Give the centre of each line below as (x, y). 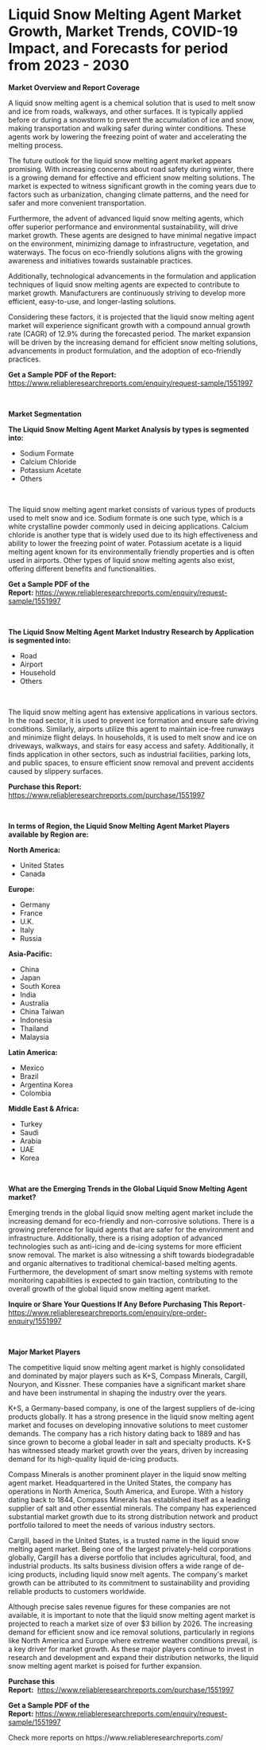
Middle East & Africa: (44, 1108)
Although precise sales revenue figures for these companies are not (120, 1607)
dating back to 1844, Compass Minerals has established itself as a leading (129, 1499)
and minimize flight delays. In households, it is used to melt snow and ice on (133, 737)
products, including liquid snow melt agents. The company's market (137, 1574)
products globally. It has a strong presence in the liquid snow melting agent (131, 1416)
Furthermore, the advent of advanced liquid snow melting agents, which (126, 218)
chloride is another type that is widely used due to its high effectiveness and (133, 534)
